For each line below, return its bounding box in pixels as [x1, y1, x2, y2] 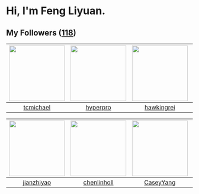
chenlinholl [83, 179, 114, 186]
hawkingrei [144, 104, 176, 111]
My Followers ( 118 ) [6, 28, 76, 38]
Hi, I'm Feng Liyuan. [6, 4, 105, 18]
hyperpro [85, 104, 111, 111]
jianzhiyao [23, 179, 52, 186]
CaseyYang [144, 179, 176, 186]
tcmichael [23, 104, 51, 111]
